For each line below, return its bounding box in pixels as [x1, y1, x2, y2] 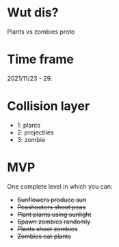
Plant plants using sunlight [16, 210, 92, 218]
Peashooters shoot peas [16, 202, 86, 211]
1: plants [16, 121, 41, 129]
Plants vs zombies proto [7, 27, 75, 36]
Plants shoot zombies [16, 224, 78, 233]
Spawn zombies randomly [16, 217, 91, 226]
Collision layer [7, 98, 90, 114]
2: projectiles [16, 128, 54, 137]
